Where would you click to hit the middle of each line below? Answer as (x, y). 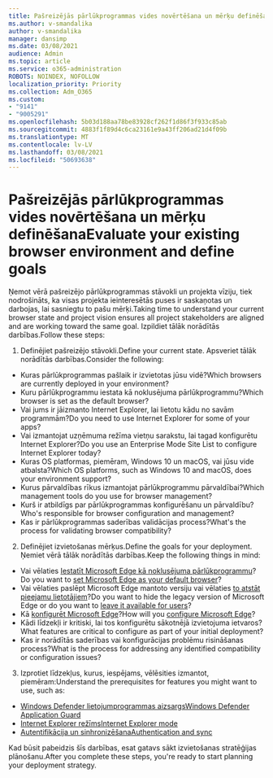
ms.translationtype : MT (49, 137)
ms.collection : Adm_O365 (50, 92)
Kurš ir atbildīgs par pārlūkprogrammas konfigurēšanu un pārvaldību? (137, 505)
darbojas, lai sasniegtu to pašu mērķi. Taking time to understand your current (136, 309)
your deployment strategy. (52, 765)
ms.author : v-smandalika (50, 24)
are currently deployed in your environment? (94, 384)
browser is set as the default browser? (84, 401)
